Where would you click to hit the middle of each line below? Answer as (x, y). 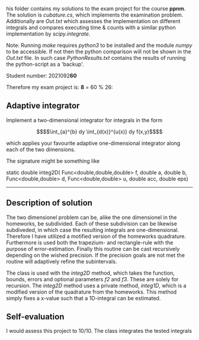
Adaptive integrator (43, 106)
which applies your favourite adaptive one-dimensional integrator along (93, 143)
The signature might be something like (53, 161)
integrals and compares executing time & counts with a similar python (91, 27)
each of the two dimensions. (41, 149)
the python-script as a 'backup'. (45, 64)
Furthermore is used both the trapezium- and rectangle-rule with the (90, 242)
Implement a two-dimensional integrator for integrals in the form (84, 120)
